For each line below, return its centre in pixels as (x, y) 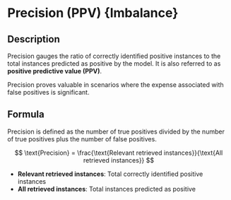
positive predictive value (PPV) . (55, 71)
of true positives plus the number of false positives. (82, 139)
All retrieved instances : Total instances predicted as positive (107, 189)
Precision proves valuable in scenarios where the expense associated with (115, 85)
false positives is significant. (48, 92)
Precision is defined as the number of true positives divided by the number (116, 131)
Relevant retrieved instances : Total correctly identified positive (110, 174)
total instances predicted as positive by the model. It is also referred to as (114, 64)
